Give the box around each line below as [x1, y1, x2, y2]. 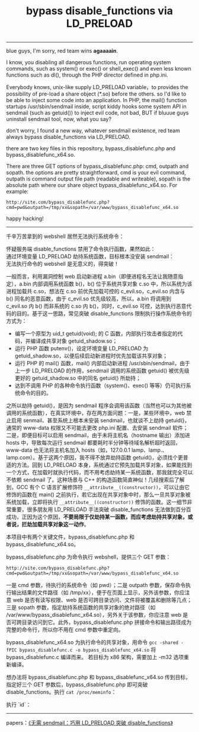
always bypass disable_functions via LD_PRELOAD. [6, 133, 131, 140]
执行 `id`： [6, 701, 31, 708]
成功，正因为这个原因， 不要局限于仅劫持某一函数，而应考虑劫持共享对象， [6, 513, 188, 520]
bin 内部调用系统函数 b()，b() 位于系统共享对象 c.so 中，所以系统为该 [23, 280, 192, 287]
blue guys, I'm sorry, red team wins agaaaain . [6, 47, 118, 54]
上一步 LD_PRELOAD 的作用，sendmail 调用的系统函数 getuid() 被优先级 [14, 367, 190, 374]
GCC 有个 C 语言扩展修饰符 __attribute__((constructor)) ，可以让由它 [16, 483, 190, 490]
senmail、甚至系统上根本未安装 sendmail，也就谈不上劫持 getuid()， [23, 417, 190, 424]
